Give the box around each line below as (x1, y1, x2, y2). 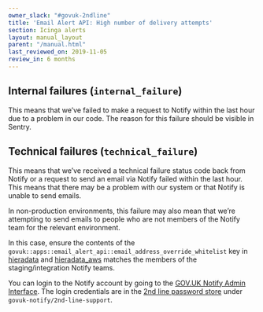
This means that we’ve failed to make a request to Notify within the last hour (8, 105, 255, 115)
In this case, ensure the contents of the (8, 237, 135, 248)
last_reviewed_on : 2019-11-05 (8, 48, 108, 56)
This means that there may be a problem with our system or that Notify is (8, 182, 246, 192)
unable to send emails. (8, 190, 82, 200)
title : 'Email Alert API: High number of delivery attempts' (8, 19, 213, 27)
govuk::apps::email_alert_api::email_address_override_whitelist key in (8, 246, 248, 255)
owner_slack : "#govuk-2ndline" (8, 11, 111, 20)
